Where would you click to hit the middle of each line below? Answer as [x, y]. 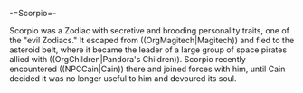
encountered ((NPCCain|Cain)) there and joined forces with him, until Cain [147, 69]
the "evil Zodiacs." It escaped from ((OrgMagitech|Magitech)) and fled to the [152, 40]
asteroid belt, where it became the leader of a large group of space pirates [148, 50]
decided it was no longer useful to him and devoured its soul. [123, 79]
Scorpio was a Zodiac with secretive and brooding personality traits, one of [150, 30]
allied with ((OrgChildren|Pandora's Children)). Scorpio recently [128, 59]
